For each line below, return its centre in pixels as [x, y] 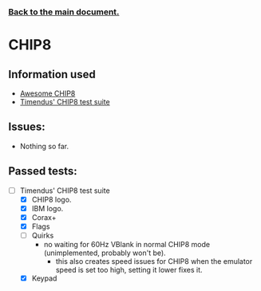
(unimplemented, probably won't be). [105, 253]
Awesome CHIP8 [47, 93]
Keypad [44, 278]
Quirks [43, 235]
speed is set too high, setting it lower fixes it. [129, 269]
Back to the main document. [64, 12]
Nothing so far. [44, 146]
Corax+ [44, 217]
